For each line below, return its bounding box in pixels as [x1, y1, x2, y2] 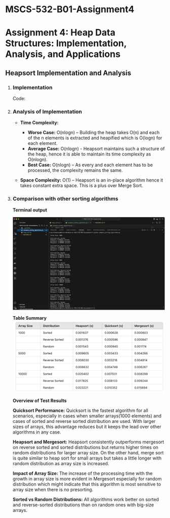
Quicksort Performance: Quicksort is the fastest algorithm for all [12, 407, 148, 413]
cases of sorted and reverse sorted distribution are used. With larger [12, 418, 156, 424]
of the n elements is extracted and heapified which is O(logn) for [27, 135, 162, 141]
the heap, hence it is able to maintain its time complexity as [27, 151, 151, 157]
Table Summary [12, 315, 47, 321]
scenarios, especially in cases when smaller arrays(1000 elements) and [12, 413, 162, 419]
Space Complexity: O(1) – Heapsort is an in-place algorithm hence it [20, 177, 163, 184]
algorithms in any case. [12, 429, 62, 435]
